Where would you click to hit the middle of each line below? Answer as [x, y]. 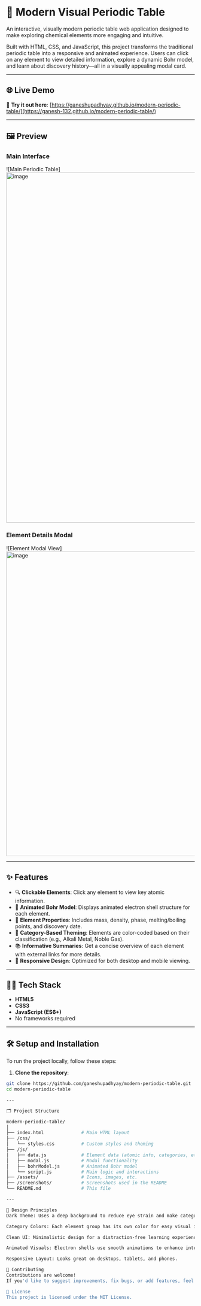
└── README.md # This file [59, 1189]
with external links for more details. [58, 954]
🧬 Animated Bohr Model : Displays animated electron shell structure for [102, 907]
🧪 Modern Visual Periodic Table [86, 12]
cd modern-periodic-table [38, 1089]
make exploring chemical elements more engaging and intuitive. [85, 35]
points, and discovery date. [48, 926]
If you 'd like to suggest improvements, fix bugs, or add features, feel [100, 1281]
